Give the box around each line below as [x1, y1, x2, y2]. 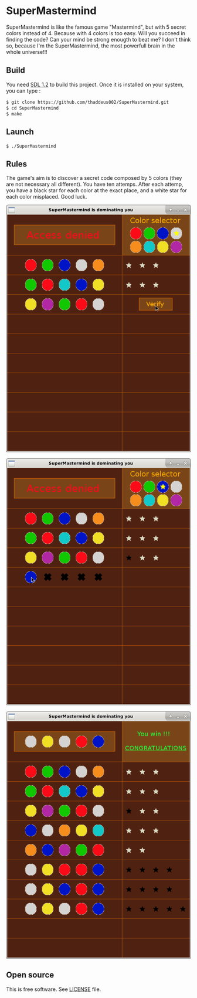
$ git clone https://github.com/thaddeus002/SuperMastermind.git [6, 99, 169, 105]
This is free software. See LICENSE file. [6, 986, 101, 993]
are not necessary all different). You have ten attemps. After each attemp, [6, 180, 184, 188]
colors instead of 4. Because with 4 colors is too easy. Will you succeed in [6, 29, 186, 36]
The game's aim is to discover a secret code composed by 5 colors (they [6, 175, 182, 182]
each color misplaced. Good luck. [6, 193, 87, 200]
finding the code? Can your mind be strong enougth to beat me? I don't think [6, 36, 191, 43]
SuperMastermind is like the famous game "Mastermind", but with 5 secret [6, 23, 186, 30]
